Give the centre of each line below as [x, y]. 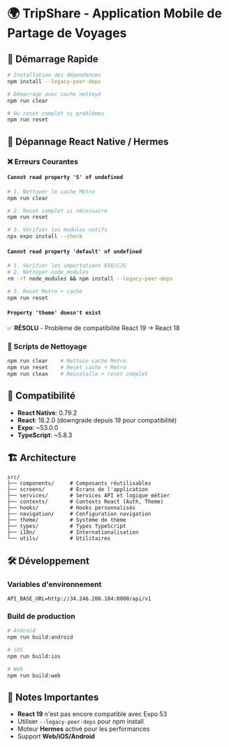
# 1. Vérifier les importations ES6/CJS [67, 266]
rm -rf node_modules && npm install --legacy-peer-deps [90, 278]
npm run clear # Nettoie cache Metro [67, 361]
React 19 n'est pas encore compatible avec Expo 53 [92, 714]
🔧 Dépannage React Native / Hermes [88, 142]
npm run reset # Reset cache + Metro [67, 367]
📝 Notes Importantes [53, 697]
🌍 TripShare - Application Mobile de [114, 14]
